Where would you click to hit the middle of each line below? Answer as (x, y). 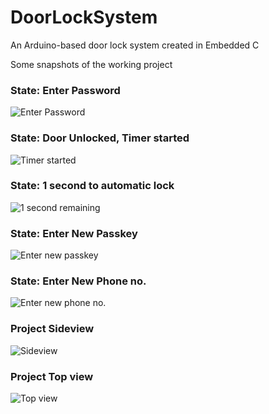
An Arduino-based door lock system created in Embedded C (135, 45)
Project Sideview (52, 329)
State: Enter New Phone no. (78, 281)
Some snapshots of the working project (91, 64)
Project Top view (52, 376)
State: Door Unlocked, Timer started (100, 138)
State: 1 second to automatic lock (92, 186)
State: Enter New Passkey (74, 233)
